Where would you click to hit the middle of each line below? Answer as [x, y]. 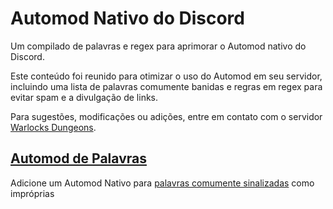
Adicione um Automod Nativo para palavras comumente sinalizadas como [162, 183]
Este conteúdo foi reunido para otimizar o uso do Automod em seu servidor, [166, 76]
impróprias [32, 193]
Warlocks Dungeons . [53, 127]
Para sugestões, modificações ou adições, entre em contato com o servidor [166, 116]
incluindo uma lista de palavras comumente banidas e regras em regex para [166, 86]
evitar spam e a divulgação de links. [84, 97]
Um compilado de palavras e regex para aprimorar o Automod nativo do [158, 46]
